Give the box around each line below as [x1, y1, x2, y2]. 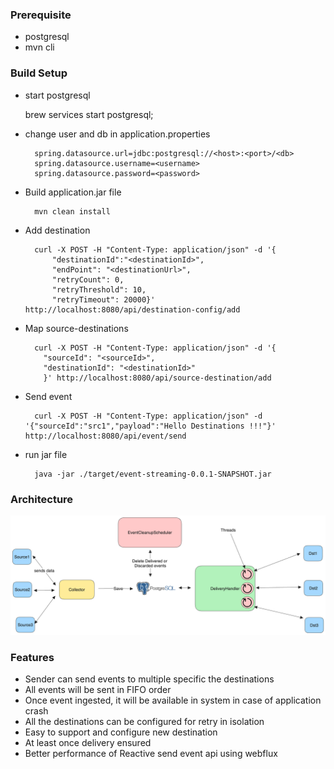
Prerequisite [10, 8, 72, 22]
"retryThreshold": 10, [51, 284, 147, 295]
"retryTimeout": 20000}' [51, 294, 156, 305]
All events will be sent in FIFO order [24, 684, 172, 696]
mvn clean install [34, 206, 111, 217]
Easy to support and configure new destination [24, 726, 218, 738]
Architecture [10, 492, 74, 506]
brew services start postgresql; [24, 108, 154, 120]
